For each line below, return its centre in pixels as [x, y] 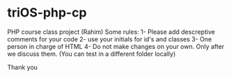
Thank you [23, 67]
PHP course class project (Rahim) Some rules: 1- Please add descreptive [111, 32]
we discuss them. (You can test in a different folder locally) [91, 54]
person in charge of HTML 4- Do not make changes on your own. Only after [116, 46]
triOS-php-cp [47, 13]
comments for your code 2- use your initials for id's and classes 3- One [110, 39]
